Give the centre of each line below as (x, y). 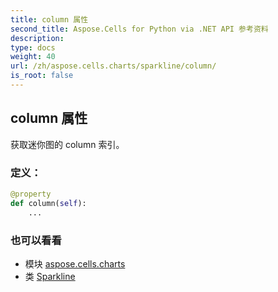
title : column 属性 (49, 19)
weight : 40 (33, 57)
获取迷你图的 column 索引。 (67, 144)
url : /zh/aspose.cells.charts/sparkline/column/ (113, 66)
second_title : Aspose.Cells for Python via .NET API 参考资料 (139, 29)
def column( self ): (48, 203)
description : (37, 38)
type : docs (33, 47)
